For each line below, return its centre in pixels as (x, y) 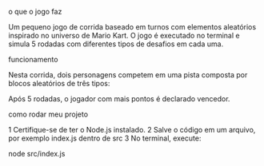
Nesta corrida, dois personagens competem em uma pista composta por (128, 75)
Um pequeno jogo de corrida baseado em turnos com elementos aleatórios (132, 27)
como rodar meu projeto (48, 114)
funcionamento (33, 59)
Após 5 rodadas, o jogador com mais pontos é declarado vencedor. (119, 99)
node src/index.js (37, 154)
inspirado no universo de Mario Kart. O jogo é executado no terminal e (124, 36)
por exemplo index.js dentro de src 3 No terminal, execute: (105, 138)
